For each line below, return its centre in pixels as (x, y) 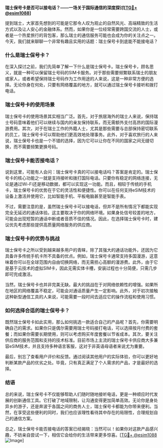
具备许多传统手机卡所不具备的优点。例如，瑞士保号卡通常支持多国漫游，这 (79, 256)
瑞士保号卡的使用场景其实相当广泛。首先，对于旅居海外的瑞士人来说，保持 (79, 116)
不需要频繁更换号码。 (39, 146)
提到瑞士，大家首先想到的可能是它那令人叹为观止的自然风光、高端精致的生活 (81, 23)
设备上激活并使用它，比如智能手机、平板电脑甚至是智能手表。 (67, 196)
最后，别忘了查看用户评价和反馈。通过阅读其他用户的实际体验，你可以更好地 (81, 357)
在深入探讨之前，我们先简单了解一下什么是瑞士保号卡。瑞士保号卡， (73, 67)
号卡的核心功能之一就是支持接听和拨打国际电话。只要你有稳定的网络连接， (79, 178)
